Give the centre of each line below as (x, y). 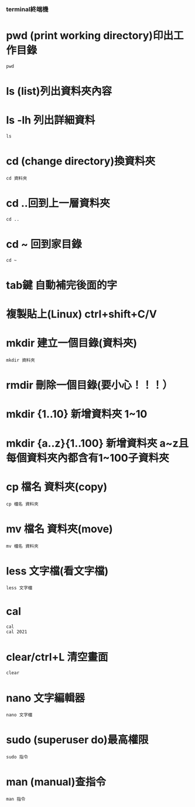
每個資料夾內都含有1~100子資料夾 (88, 458)
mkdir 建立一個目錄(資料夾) (72, 343)
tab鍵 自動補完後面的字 (61, 285)
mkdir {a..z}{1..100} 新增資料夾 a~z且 (97, 443)
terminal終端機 (27, 9)
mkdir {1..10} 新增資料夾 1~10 (77, 414)
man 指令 (16, 799)
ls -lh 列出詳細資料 (51, 120)
